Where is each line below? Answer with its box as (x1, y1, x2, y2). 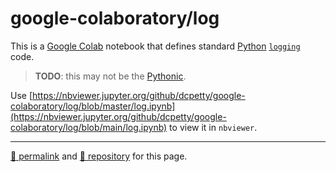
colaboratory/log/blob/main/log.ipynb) (10, 121, 168, 133)
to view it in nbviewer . (169, 121, 258, 133)
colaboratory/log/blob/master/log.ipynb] (10, 100, 176, 112)
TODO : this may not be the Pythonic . (34, 70, 187, 82)
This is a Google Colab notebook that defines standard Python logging (10, 40, 301, 52)
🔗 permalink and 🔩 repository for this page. (10, 150, 188, 162)
